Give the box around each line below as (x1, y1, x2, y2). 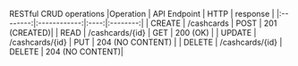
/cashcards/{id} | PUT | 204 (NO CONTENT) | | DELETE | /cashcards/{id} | (9, 37, 283, 47)
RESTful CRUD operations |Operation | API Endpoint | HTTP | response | (9, 9, 275, 19)
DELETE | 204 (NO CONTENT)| (9, 46, 123, 57)
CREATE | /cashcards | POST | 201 (150, 18, 277, 29)
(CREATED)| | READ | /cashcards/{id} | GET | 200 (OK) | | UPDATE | (9, 28, 257, 37)
